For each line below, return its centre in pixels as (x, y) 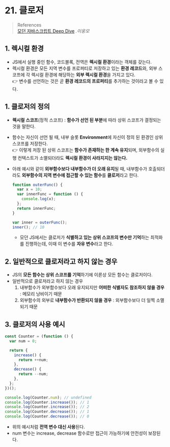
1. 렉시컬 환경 (24, 49)
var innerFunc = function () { (50, 194)
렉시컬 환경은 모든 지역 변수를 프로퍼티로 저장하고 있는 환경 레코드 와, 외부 (84, 68)
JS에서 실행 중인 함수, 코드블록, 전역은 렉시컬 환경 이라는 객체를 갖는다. (82, 62)
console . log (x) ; (39, 199)
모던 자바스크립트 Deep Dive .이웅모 (53, 31)
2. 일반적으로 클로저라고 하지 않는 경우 (61, 262)
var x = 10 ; (30, 189)
